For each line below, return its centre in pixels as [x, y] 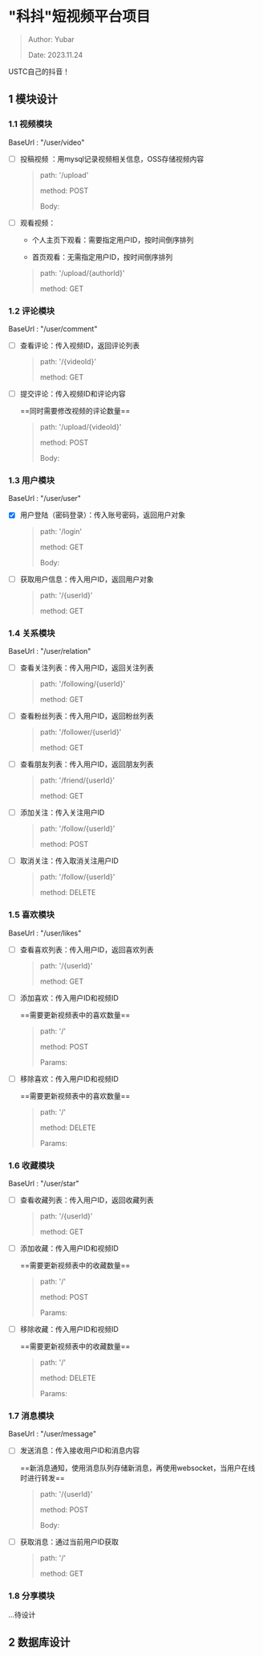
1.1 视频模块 [30, 124]
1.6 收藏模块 [31, 1165]
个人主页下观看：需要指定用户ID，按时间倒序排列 [113, 240]
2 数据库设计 [39, 1643]
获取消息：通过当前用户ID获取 [69, 1542]
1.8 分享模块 [32, 1596]
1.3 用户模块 [32, 481]
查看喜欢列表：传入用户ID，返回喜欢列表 [87, 949]
